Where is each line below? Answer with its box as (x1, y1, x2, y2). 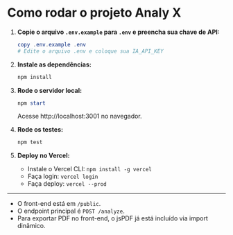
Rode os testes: (17, 125, 64, 134)
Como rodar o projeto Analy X (7, 5, 182, 21)
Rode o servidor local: (17, 86, 82, 94)
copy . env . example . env (17, 41, 87, 48)
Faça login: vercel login (27, 172, 98, 181)
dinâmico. (17, 222, 46, 230)
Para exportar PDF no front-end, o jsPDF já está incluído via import (17, 214, 208, 223)
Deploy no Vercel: (17, 151, 70, 160)
